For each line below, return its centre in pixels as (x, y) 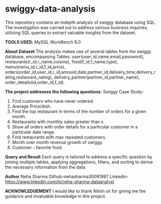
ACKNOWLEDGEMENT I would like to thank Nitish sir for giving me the (75, 191)
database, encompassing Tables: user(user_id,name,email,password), (75, 56)
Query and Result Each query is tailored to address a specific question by (79, 157)
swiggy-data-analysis (50, 9)
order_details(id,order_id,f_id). (35, 82)
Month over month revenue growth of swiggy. (58, 142)
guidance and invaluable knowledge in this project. (56, 196)
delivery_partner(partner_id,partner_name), (97, 77)
